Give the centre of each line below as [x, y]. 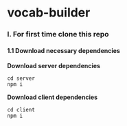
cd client [21, 110]
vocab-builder [49, 13]
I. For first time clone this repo [58, 34]
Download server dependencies [54, 66]
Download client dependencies [53, 97]
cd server [21, 78]
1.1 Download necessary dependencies [63, 50]
